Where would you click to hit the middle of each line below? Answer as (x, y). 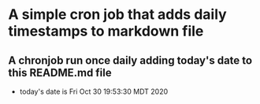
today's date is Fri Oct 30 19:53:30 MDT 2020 (94, 91)
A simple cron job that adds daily (117, 15)
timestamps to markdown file (106, 31)
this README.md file (60, 72)
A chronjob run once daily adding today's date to (130, 60)
